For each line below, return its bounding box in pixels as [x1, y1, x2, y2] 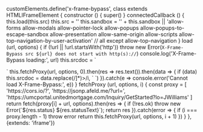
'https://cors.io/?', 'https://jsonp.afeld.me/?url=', [6, 87, 126, 94]
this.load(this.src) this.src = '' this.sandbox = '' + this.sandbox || [6, 18, 165, 25]
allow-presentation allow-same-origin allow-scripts [50, 31, 178, 38]
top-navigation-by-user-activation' [6, 37, 93, 44]
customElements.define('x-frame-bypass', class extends [6, 5, 148, 12]
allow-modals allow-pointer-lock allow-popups [22, 24, 139, 31]
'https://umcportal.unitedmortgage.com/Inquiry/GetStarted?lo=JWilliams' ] [6, 93, 193, 101]
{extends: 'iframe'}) [6, 119, 55, 126]
